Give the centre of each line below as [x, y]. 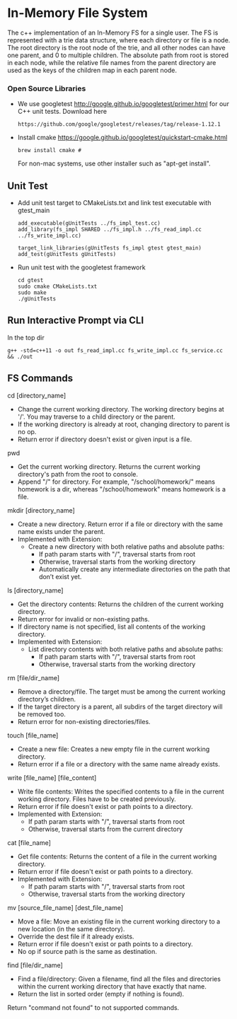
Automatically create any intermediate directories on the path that [134, 569]
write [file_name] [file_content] [52, 778]
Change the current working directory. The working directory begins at [121, 409]
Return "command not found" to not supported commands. [93, 1007]
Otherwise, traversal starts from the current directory [105, 829]
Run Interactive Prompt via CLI [76, 321]
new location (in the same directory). [71, 928]
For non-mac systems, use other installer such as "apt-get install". [114, 163]
